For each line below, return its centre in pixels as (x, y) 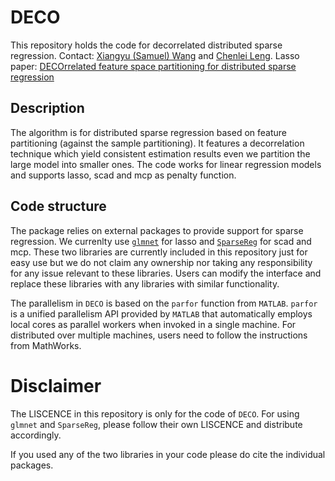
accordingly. (36, 435)
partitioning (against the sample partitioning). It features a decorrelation (157, 143)
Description (47, 108)
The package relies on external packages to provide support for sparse (157, 230)
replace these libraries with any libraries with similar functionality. (145, 283)
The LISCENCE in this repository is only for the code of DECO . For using (155, 413)
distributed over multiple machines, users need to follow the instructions (159, 335)
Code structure (58, 206)
